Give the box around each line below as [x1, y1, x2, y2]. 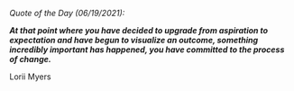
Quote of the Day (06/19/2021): [9, 8, 125, 18]
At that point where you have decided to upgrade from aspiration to [9, 25, 269, 35]
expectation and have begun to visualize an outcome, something [9, 35, 259, 45]
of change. [9, 54, 51, 64]
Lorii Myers [9, 71, 51, 82]
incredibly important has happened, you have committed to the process [9, 44, 285, 55]
